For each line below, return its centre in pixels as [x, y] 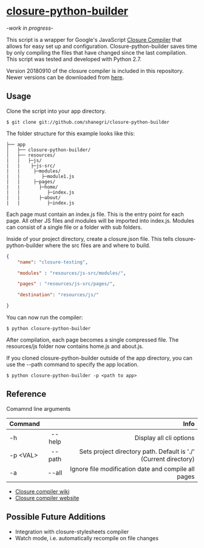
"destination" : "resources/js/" [58, 295]
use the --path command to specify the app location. [73, 364]
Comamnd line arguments [39, 408]
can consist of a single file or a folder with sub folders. [74, 227]
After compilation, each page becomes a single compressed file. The [93, 340]
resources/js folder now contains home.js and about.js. [75, 346]
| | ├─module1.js [40, 176]
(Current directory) [168, 459]
